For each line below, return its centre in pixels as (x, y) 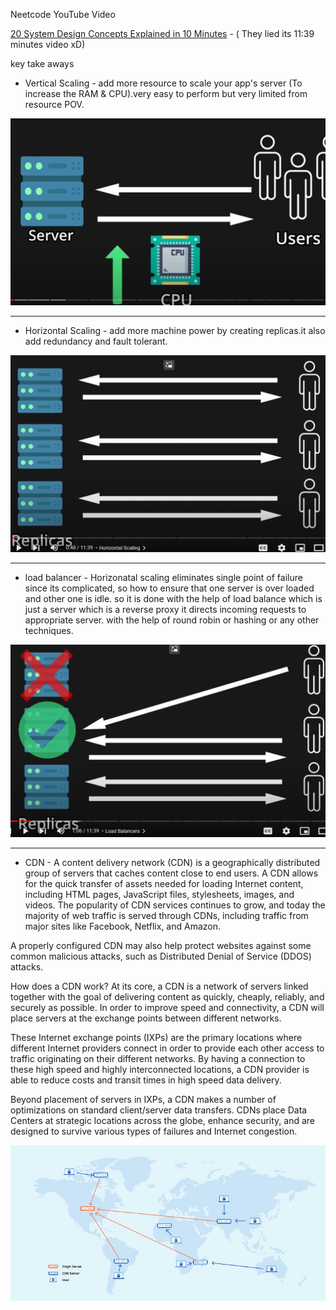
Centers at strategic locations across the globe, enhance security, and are (162, 1120)
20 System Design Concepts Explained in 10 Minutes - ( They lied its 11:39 (162, 33)
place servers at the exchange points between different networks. (146, 1018)
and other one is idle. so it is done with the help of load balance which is (173, 599)
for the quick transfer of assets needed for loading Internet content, (164, 883)
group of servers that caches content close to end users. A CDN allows (171, 873)
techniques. (49, 631)
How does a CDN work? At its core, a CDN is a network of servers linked (159, 986)
